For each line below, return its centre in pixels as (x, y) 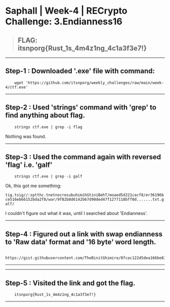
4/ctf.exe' (17, 87)
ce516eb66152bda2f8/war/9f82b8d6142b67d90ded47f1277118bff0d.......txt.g (85, 200)
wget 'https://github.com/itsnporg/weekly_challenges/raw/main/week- (89, 83)
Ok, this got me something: (33, 186)
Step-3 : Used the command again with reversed (83, 157)
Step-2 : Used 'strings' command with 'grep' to (81, 107)
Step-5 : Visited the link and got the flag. (70, 283)
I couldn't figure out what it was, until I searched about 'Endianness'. (76, 213)
